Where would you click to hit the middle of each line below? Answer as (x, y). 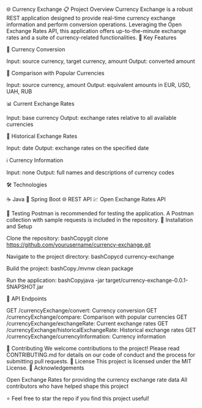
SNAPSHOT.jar (25, 287)
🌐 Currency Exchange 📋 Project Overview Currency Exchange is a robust (100, 9)
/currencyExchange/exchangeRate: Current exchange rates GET (87, 323)
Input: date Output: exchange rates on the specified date (78, 148)
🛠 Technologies (27, 185)
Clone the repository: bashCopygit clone (57, 238)
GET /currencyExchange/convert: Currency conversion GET (82, 310)
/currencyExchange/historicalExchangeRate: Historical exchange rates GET (101, 330)
